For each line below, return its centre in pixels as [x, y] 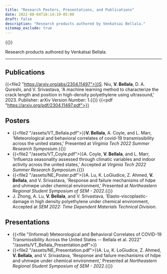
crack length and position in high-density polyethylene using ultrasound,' [80, 94]
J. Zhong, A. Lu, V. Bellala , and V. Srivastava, [58, 196]
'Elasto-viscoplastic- [126, 196]
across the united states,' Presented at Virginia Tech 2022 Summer [81, 143]
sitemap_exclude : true [29, 28]
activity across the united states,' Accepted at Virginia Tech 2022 [79, 164]
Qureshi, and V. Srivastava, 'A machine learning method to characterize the [82, 89]
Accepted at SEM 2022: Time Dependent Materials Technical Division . [84, 206]
